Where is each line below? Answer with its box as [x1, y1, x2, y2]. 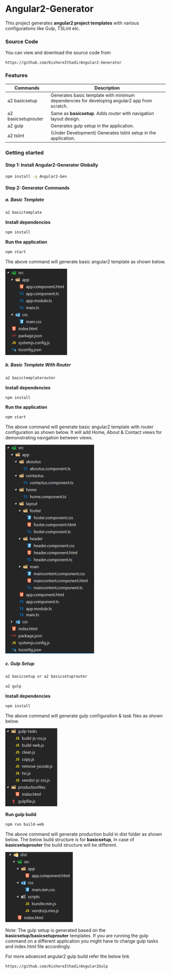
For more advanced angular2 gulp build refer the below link [5, 953, 130, 959]
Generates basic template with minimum [50, 92, 135, 98]
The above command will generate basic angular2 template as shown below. [5, 258, 166, 265]
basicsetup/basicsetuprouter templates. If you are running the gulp [5, 932, 149, 938]
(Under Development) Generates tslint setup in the [50, 130, 156, 136]
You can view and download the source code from [5, 49, 111, 56]
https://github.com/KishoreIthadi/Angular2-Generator [5, 60, 122, 65]
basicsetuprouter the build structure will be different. [5, 842, 118, 848]
